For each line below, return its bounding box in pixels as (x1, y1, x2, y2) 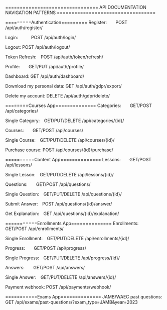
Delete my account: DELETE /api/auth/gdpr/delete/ (5, 93, 110, 98)
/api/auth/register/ (5, 25, 43, 31)
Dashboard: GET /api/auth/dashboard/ (5, 73, 84, 79)
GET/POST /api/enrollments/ (5, 226, 64, 232)
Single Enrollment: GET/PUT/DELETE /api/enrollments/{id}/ (5, 236, 129, 241)
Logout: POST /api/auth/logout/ (5, 44, 70, 50)
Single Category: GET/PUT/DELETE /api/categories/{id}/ (5, 118, 124, 124)
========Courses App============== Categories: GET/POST (5, 102, 152, 109)
